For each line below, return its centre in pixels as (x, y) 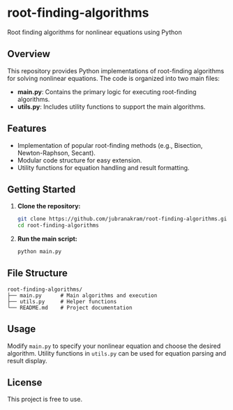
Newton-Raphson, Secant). (57, 153)
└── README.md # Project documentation (70, 307)
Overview (29, 54)
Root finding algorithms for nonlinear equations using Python (95, 32)
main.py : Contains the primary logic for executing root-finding (107, 91)
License (25, 382)
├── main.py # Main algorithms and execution (82, 295)
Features (27, 129)
